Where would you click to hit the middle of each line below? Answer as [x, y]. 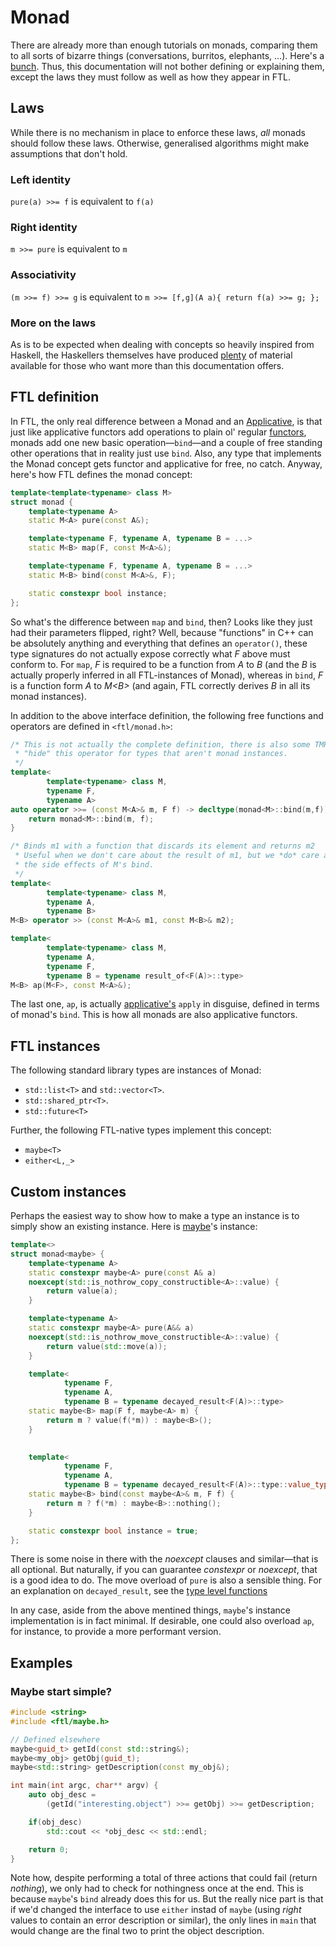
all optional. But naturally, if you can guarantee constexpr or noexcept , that [164, 1570]
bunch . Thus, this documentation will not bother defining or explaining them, [167, 66]
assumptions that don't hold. [69, 153]
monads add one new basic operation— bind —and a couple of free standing [166, 442]
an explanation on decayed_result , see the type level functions [139, 1591]
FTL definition [55, 397]
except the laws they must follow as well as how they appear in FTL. [150, 77]
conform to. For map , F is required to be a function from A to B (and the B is [163, 664]
